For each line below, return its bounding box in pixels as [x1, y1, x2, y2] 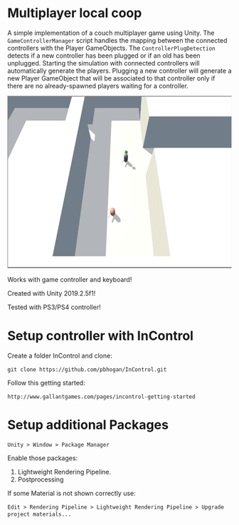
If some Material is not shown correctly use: [7, 489, 137, 497]
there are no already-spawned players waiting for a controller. [7, 81, 188, 90]
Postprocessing [17, 475, 64, 484]
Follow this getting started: [7, 378, 85, 387]
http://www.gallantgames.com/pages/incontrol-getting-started [7, 393, 196, 400]
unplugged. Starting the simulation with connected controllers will [7, 58, 201, 67]
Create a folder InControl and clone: [7, 351, 112, 360]
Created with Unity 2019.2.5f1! [7, 289, 96, 297]
